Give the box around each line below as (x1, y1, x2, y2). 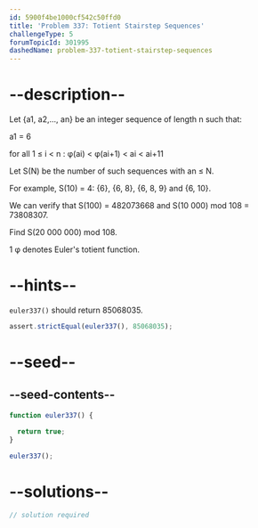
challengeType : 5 (9, 29, 74, 38)
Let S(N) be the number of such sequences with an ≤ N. (9, 166, 214, 176)
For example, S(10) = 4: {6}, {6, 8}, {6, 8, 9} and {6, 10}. (9, 183, 212, 194)
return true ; (17, 426, 66, 436)
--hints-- (9, 275, 77, 296)
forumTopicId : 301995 (9, 37, 90, 47)
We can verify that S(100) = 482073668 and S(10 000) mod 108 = (9, 200, 250, 211)
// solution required (9, 511, 90, 520)
